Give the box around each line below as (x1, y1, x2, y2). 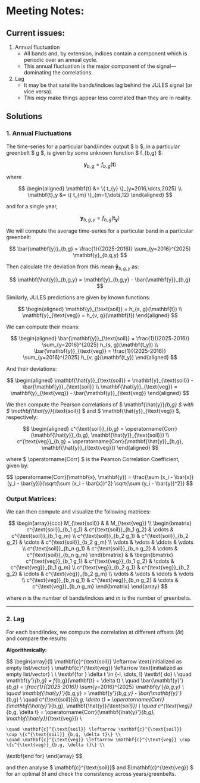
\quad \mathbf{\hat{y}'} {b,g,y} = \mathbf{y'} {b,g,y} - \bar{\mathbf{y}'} (6, 689, 182, 697)
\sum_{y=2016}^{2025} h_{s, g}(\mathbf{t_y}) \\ (42, 341, 158, 349)
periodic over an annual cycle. (23, 57, 98, 63)
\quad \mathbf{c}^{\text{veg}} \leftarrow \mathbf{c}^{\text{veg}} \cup (6, 737, 190, 743)
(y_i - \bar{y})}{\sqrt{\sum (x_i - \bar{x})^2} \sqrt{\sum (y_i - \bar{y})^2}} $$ (7, 480, 193, 487)
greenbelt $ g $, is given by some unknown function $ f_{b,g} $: (6, 149, 164, 156)
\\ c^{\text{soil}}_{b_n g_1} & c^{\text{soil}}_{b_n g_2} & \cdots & (22, 545, 178, 552)
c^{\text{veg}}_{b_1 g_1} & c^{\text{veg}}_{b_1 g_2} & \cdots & (26, 558, 174, 565)
